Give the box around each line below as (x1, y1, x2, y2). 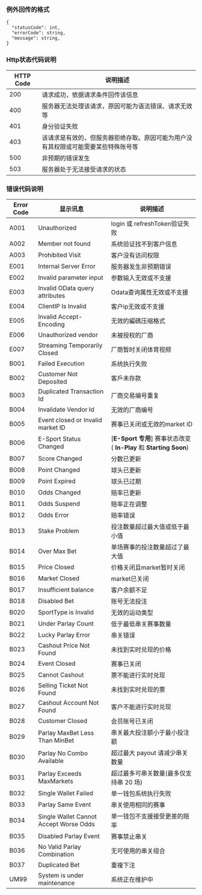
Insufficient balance (38, 585, 94, 593)
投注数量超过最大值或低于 (111, 522, 183, 531)
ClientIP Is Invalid (38, 302, 87, 310)
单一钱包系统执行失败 (111, 789, 171, 797)
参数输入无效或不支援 (111, 273, 171, 282)
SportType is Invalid (38, 608, 94, 616)
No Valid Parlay (38, 843, 81, 851)
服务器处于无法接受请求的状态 (41, 165, 126, 173)
